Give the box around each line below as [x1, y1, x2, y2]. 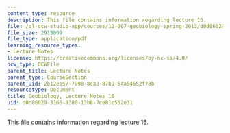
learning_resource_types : [7, 42, 81, 49]
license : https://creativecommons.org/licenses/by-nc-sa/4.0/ [7, 55, 188, 62]
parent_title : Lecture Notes [7, 67, 90, 74]
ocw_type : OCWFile [7, 61, 60, 68]
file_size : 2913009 [7, 29, 63, 36]
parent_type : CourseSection [7, 73, 88, 81]
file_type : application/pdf [7, 36, 88, 43]
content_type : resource [7, 10, 75, 17]
